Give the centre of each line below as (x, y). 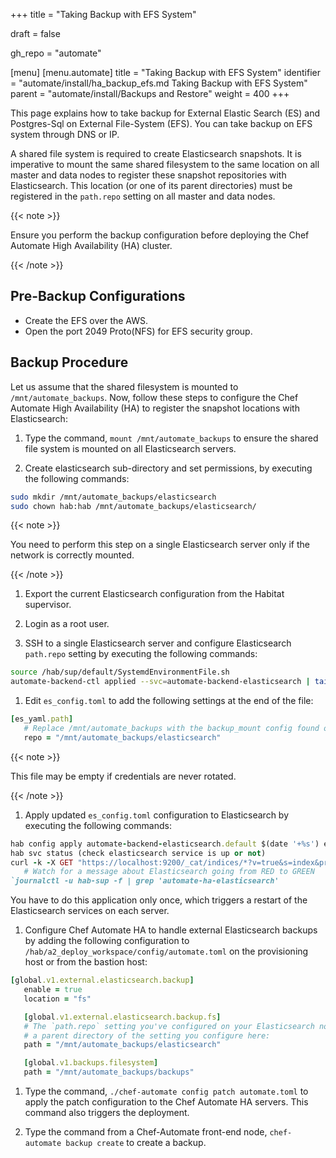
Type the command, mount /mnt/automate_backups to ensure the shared (171, 438)
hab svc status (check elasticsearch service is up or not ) (138, 853)
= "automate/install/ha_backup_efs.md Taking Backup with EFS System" (159, 83)
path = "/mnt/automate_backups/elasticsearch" (122, 1045)
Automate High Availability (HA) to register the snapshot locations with (155, 408)
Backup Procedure (69, 362)
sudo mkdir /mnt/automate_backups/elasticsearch (113, 497)
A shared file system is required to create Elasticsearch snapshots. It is (156, 153)
